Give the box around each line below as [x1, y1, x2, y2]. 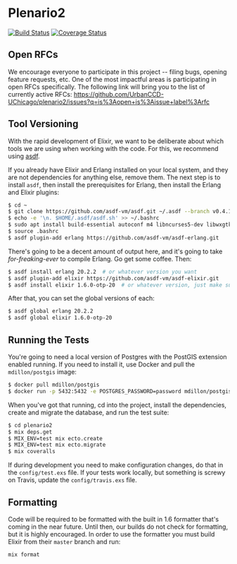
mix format [8, 551, 40, 558]
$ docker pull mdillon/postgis [8, 381, 100, 388]
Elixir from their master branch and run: [8, 537, 121, 546]
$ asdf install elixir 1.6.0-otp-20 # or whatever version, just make [8, 281, 222, 289]
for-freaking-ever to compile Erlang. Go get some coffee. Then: [8, 254, 192, 263]
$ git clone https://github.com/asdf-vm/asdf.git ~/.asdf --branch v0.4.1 [8, 208, 232, 215]
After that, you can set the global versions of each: [8, 294, 155, 303]
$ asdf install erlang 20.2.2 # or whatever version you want [8, 268, 198, 275]
